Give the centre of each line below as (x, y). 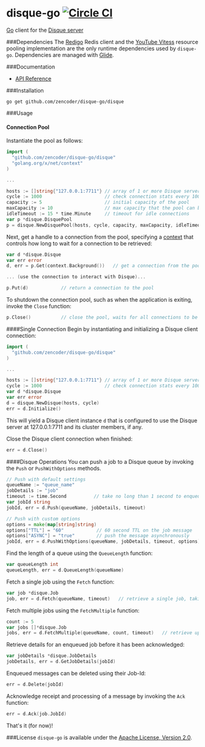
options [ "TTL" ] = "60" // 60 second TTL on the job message (99, 530)
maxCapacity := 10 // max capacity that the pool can (101, 208)
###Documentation (31, 67)
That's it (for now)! (30, 726)
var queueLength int (33, 565)
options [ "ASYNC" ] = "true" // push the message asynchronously (98, 536)
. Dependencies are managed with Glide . (63, 54)
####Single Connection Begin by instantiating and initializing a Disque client (102, 329)
